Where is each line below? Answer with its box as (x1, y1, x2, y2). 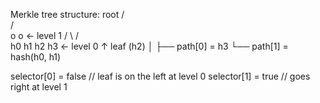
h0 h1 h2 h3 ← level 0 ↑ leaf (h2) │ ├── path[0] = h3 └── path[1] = (10, 40, 289, 52)
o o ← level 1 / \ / (10, 30, 79, 41)
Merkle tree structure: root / (10, 9, 125, 20)
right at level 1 (10, 81, 68, 93)
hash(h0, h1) (10, 51, 62, 63)
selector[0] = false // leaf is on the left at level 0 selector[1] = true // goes (10, 70, 311, 82)
